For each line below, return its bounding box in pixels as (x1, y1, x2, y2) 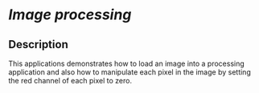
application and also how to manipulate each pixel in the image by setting (8, 67, 251, 77)
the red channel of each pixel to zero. (8, 76, 133, 85)
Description (8, 38, 68, 51)
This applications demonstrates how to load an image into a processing (8, 59, 245, 68)
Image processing (8, 6, 132, 24)
